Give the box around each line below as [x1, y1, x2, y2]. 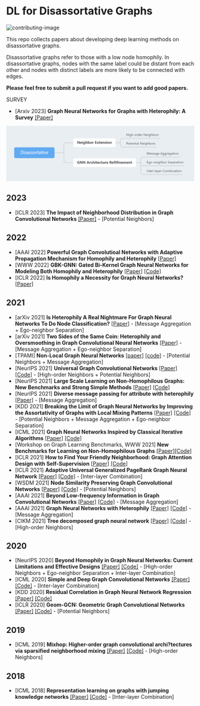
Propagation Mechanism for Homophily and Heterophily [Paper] [14, 254, 177, 262]
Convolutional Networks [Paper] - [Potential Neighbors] [14, 215, 154, 222]
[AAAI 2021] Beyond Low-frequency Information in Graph [14, 492, 160, 499]
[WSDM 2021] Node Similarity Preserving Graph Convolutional [14, 479, 173, 486]
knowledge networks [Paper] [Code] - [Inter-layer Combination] [14, 693, 174, 700]
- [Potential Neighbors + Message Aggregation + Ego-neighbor [14, 415, 171, 423]
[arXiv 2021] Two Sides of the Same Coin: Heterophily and [14, 332, 161, 340]
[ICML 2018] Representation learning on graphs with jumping [14, 687, 169, 694]
